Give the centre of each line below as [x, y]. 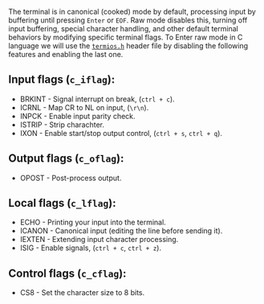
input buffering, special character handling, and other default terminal [123, 29]
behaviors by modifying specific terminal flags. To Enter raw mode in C [126, 37]
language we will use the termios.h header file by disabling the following [128, 46]
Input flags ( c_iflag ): [62, 80]
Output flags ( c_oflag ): [66, 159]
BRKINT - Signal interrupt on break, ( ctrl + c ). [97, 99]
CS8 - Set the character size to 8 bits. [82, 293]
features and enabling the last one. [66, 54]
